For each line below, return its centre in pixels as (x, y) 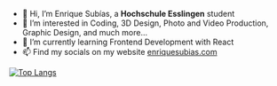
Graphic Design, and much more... (85, 32)
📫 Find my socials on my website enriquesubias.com (119, 52)
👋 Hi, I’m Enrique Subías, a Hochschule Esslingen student (128, 14)
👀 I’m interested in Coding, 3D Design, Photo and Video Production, (145, 23)
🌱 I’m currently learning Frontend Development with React (128, 42)
